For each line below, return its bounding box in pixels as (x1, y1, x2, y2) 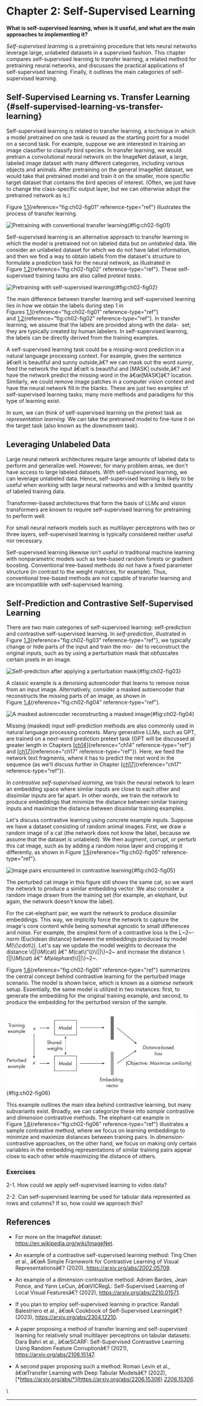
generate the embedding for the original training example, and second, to (6, 992, 188, 1000)
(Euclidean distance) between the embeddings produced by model (21, 935, 187, 943)
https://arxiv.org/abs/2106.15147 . (14, 1351, 95, 1358)
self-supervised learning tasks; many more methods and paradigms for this (6, 391, 194, 398)
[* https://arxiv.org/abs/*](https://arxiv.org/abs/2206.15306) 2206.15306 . (14, 1375, 195, 1382)
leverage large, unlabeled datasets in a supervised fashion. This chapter (6, 48, 186, 56)
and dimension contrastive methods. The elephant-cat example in (6, 1113, 170, 1121)
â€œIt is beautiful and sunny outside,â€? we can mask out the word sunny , (6, 359, 194, 366)
